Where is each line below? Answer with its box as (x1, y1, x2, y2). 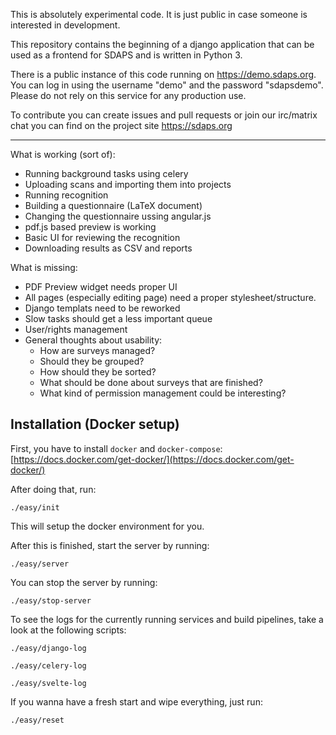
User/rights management (24, 324, 128, 335)
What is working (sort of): (10, 149, 116, 160)
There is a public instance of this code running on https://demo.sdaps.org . (10, 69, 317, 80)
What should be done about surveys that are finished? (39, 377, 263, 388)
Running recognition (24, 189, 109, 201)
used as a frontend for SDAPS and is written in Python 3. (10, 49, 243, 61)
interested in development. (10, 19, 121, 31)
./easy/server (10, 559, 70, 569)
